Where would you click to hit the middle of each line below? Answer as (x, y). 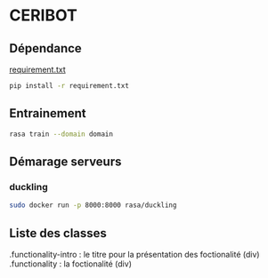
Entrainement (48, 113)
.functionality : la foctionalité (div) (70, 264)
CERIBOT (43, 16)
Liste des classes (58, 233)
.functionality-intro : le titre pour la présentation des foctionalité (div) (134, 254)
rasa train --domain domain (61, 134)
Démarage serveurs (65, 161)
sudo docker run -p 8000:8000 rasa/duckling (93, 205)
